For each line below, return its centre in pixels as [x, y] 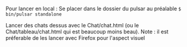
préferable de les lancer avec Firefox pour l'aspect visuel [75, 38]
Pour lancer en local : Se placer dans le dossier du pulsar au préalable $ [93, 9]
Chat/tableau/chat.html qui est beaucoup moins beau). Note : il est [87, 32]
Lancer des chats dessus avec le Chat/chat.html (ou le [72, 25]
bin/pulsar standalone [34, 14]
